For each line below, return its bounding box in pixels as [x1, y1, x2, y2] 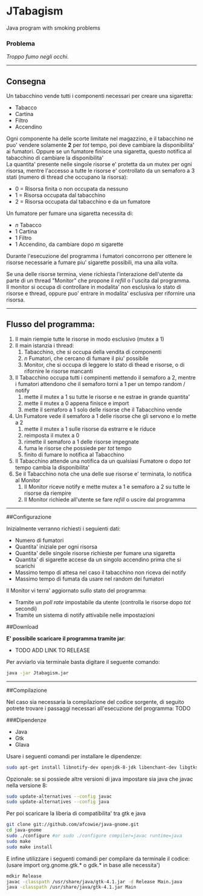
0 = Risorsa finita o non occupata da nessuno [14, 185, 129, 193]
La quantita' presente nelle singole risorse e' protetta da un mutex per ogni [6, 161, 192, 168]
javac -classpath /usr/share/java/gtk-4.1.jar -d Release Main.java [6, 878, 182, 885]
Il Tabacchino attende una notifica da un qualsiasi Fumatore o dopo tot [14, 457, 191, 465]
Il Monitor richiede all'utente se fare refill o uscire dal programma [24, 495, 185, 503]
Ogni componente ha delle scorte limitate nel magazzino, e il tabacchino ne [6, 135, 194, 143]
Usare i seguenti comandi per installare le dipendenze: [6, 752, 142, 759]
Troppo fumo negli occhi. [6, 53, 69, 60]
